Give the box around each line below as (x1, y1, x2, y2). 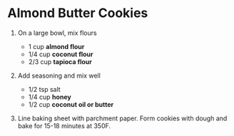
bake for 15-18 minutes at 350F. (17, 121, 111, 130)
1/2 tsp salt (28, 85, 61, 93)
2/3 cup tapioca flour (28, 57, 93, 66)
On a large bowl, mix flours (17, 28, 98, 37)
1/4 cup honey (28, 93, 71, 101)
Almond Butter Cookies (7, 5, 148, 21)
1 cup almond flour (28, 42, 85, 51)
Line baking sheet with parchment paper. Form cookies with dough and (17, 114, 228, 122)
